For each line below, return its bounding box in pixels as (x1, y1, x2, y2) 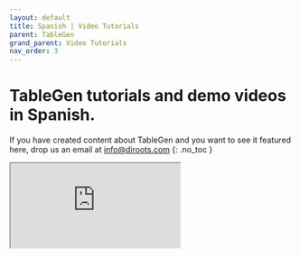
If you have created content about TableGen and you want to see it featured (9, 134, 292, 145)
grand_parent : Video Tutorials (9, 38, 127, 48)
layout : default (9, 13, 70, 23)
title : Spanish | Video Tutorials (9, 22, 140, 31)
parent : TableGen (9, 30, 75, 39)
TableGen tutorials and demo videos (9, 86, 286, 106)
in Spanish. (9, 105, 96, 125)
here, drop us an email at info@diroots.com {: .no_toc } (9, 144, 213, 155)
